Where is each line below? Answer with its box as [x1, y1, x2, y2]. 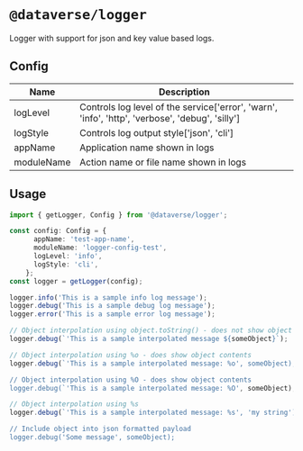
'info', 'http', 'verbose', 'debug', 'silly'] [79, 112, 241, 124]
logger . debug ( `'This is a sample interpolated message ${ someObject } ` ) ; [9, 335, 289, 344]
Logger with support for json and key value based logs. [9, 32, 215, 43]
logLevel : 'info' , [32, 252, 103, 261]
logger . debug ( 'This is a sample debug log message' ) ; [9, 302, 216, 311]
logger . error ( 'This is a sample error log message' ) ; [9, 310, 216, 319]
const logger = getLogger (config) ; [9, 276, 143, 285]
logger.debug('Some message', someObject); [9, 433, 176, 442]
